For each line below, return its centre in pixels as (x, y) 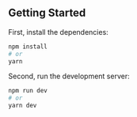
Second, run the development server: (69, 76)
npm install (28, 47)
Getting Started (47, 13)
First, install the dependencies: (58, 32)
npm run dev (28, 91)
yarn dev (23, 106)
